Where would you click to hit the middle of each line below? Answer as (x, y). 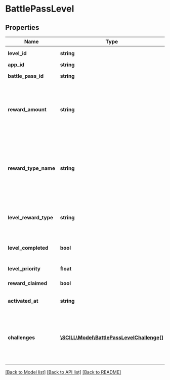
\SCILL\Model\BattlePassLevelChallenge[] (112, 338)
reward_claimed (27, 283)
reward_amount (27, 109)
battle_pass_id (26, 76)
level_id (17, 53)
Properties (22, 28)
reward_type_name (32, 168)
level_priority (24, 269)
